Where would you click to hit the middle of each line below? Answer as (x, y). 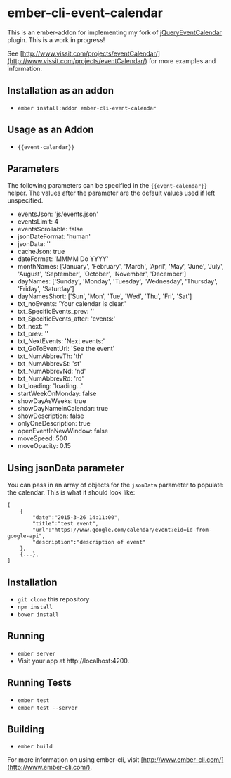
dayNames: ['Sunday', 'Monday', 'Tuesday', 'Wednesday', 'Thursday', (117, 281)
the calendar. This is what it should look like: (71, 492)
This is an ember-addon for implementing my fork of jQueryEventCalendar (115, 32)
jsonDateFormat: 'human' (54, 236)
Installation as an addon (61, 90)
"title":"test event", (66, 524)
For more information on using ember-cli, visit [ (75, 760)
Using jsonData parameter (66, 468)
